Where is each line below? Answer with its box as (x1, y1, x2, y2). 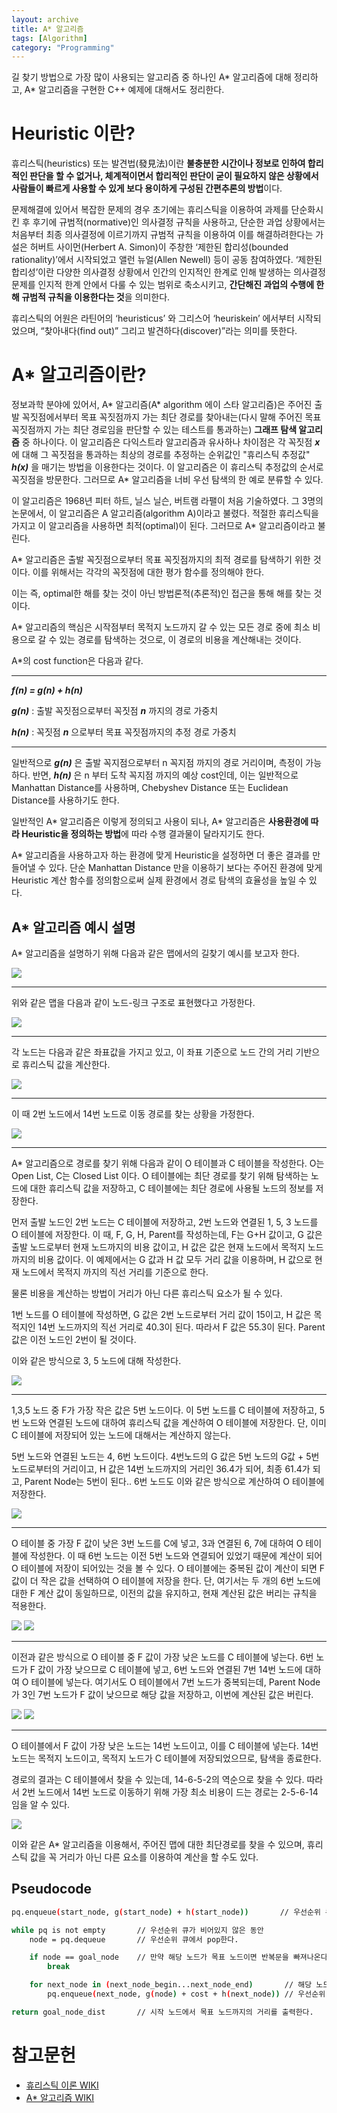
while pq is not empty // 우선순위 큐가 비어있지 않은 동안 (11, 1925, 264, 1935)
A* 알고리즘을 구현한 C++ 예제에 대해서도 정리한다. (24, 84, 225, 96)
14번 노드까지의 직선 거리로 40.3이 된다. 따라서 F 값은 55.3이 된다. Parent (37, 1321, 326, 1333)
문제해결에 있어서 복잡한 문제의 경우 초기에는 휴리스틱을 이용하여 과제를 (11, 204, 289, 216)
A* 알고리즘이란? (11, 364, 147, 386)
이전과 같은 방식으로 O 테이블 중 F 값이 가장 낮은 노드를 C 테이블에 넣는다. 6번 (11, 1651, 314, 1663)
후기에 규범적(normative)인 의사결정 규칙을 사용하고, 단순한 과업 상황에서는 (32, 216, 326, 228)
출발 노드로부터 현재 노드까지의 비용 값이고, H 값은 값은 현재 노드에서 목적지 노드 (11, 1241, 324, 1253)
